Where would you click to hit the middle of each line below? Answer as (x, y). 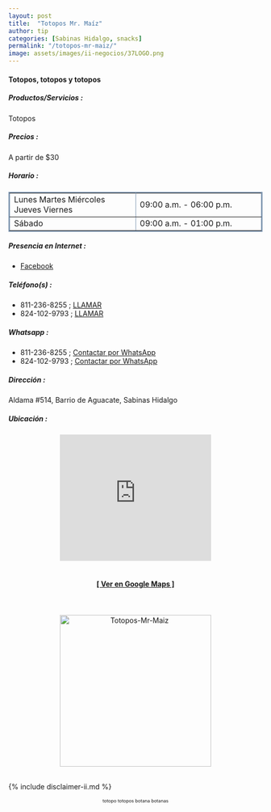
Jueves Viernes (44, 209)
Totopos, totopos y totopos (55, 79)
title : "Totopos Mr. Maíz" (56, 23)
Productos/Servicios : (46, 98)
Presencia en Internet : (47, 246)
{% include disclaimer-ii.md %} (60, 786)
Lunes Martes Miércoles (60, 199)
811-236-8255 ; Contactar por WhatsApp (88, 353)
